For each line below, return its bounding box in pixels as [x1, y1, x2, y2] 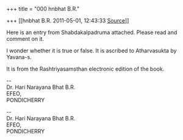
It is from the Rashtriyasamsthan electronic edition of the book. [6, 65, 165, 72]
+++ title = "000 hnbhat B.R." [6, 5, 80, 12]
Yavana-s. [6, 54, 32, 60]
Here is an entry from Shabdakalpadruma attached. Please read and [6, 29, 178, 36]
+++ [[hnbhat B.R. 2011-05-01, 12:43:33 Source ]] [6, 17, 129, 24]
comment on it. [6, 35, 45, 42]
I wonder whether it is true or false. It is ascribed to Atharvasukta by [6, 47, 177, 54]
